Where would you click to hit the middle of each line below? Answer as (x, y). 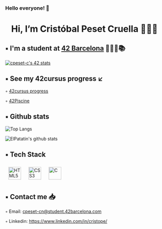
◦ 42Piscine (17, 101)
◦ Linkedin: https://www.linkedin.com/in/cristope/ (56, 221)
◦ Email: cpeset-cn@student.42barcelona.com (53, 211)
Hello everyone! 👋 (27, 8)
